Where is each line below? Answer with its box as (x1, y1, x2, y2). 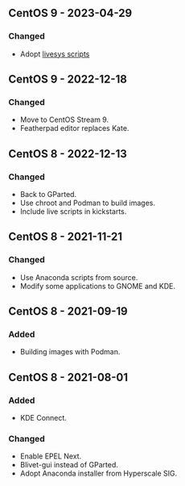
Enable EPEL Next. (19, 451, 82, 461)
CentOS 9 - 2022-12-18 (8, 73, 127, 86)
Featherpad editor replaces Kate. (19, 124, 129, 133)
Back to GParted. (19, 190, 77, 199)
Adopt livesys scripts (19, 48, 90, 59)
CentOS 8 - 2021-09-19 (8, 304, 128, 318)
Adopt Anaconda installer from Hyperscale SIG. (19, 468, 178, 479)
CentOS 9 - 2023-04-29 (8, 6, 133, 20)
